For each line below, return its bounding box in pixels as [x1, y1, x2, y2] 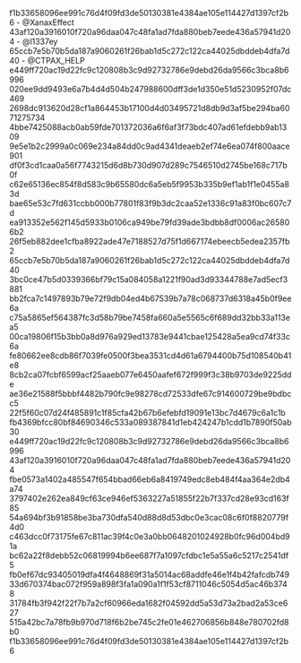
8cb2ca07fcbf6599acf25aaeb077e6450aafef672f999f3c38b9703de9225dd [9, 369, 292, 380]
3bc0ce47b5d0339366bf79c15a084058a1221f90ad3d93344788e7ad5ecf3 [9, 274, 288, 285]
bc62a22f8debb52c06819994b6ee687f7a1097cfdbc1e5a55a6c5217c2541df [9, 550, 289, 561]
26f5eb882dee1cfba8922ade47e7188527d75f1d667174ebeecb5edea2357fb [9, 237, 290, 246]
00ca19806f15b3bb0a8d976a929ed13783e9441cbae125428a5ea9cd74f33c [9, 331, 291, 341]
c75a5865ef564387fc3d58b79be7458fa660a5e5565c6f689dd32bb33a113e [9, 313, 291, 323]
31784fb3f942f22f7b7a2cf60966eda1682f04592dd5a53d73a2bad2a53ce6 [9, 598, 288, 608]
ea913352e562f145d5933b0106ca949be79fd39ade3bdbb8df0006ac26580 [9, 217, 290, 228]
